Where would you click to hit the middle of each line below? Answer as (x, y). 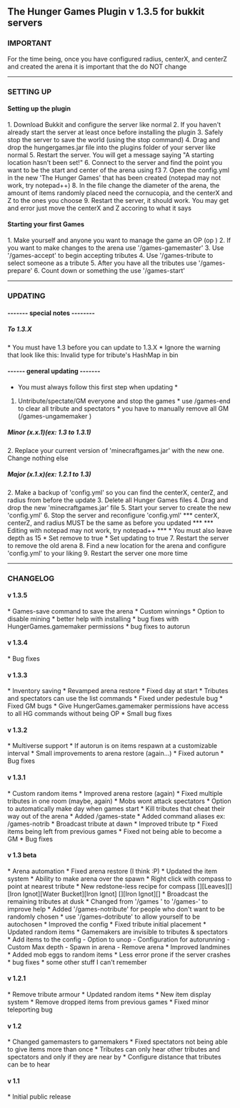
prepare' (20, 271)
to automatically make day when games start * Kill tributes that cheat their (116, 808)
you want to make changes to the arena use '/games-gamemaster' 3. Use (116, 248)
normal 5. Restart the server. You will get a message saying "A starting (111, 155)
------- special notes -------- (51, 313)
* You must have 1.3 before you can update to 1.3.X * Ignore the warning (114, 347)
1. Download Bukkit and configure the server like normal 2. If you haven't (114, 124)
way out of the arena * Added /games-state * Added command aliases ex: (116, 816)
